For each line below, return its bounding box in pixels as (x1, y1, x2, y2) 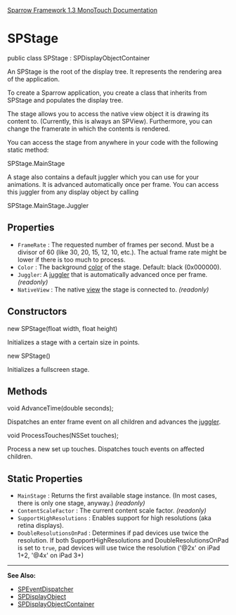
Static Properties (7, 472, 83, 484)
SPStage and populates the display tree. (7, 96, 124, 104)
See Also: (7, 571, 37, 580)
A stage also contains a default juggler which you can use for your (7, 172, 199, 181)
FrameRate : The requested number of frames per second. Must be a (17, 240, 214, 249)
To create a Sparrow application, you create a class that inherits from (7, 88, 207, 97)
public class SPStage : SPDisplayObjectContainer (7, 53, 150, 62)
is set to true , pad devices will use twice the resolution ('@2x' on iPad (17, 544, 221, 552)
